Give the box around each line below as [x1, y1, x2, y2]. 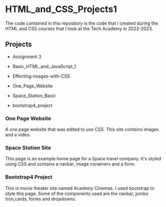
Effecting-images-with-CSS [12, 73, 70, 79]
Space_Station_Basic [12, 92, 56, 99]
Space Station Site [5, 144, 51, 151]
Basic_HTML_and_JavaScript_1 [12, 63, 76, 69]
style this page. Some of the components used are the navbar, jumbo [5, 190, 148, 196]
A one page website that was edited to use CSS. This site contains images [5, 126, 159, 132]
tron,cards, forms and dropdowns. [5, 195, 76, 202]
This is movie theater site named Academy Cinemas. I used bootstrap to [5, 185, 154, 191]
